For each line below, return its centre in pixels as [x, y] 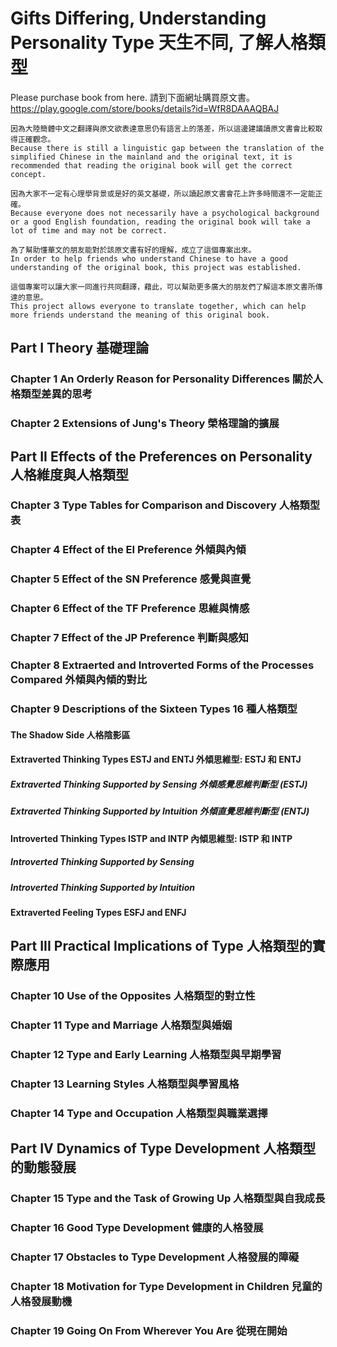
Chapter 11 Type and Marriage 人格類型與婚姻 [121, 1025]
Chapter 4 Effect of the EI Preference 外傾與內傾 [128, 550]
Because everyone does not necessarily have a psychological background [165, 213]
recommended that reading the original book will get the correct [151, 165]
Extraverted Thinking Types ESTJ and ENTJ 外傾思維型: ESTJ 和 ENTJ [156, 759]
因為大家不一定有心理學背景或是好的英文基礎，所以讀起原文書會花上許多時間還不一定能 [163, 193]
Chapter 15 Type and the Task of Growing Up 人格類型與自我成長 [168, 1199]
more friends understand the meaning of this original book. [140, 315]
